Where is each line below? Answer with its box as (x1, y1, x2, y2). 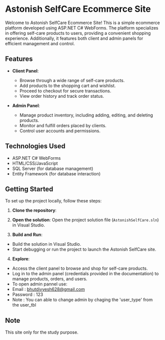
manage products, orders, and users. (12, 276, 87, 282)
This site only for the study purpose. (5, 329, 79, 335)
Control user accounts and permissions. (19, 128, 101, 134)
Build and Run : (12, 232, 43, 238)
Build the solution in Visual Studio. (12, 241, 82, 247)
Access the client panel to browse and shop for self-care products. (12, 265, 148, 271)
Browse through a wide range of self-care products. (19, 77, 125, 83)
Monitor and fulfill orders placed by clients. (19, 122, 107, 128)
